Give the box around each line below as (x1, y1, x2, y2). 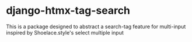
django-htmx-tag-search (6, 4, 130, 17)
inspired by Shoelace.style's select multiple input (6, 29, 124, 36)
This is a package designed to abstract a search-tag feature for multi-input (6, 23, 186, 30)
